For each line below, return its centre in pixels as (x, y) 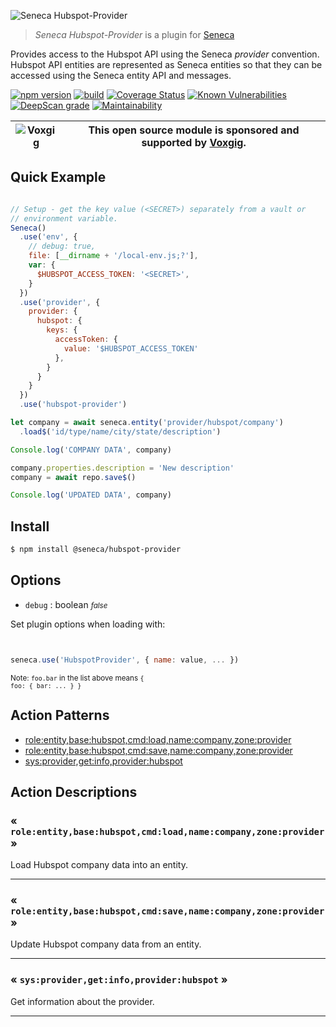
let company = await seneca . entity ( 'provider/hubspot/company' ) (147, 423)
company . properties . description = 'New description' (122, 468)
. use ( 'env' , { (48, 237)
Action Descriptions (74, 791)
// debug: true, (62, 246)
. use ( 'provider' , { (60, 302)
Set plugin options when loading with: (88, 624)
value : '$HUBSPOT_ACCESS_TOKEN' (131, 348)
